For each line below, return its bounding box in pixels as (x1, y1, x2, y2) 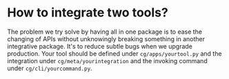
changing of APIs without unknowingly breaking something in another (7, 34, 206, 43)
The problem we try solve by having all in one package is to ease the (7, 27, 202, 36)
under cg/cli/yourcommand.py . (7, 64, 92, 72)
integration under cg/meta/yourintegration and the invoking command (7, 56, 208, 65)
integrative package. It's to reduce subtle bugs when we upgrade (7, 42, 193, 50)
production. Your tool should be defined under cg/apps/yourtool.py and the (7, 49, 222, 58)
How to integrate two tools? (7, 5, 169, 21)
